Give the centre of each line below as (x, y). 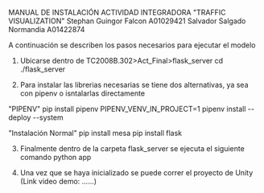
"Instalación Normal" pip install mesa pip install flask (95, 133)
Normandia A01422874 (47, 29)
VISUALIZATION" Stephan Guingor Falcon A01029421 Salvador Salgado (127, 21)
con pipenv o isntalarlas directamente (82, 93)
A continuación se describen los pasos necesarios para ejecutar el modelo (132, 45)
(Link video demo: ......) (58, 181)
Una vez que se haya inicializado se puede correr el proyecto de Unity (136, 172)
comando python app (56, 157)
